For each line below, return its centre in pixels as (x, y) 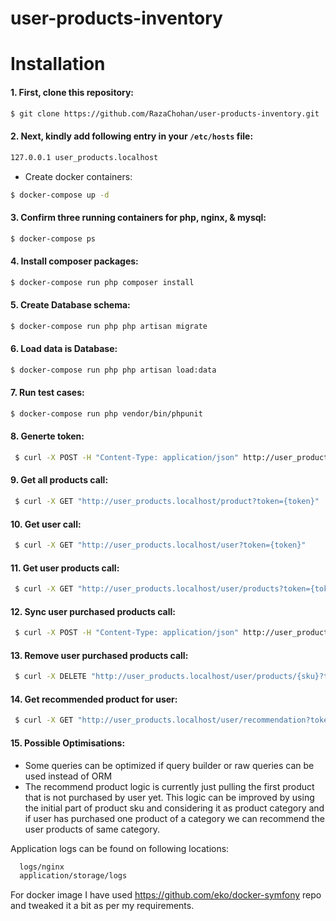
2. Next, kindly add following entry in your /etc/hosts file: (132, 136)
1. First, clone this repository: (72, 92)
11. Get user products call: (65, 568)
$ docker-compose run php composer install (102, 282)
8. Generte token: (47, 436)
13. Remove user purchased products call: (99, 655)
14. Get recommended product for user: (94, 699)
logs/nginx (42, 867)
